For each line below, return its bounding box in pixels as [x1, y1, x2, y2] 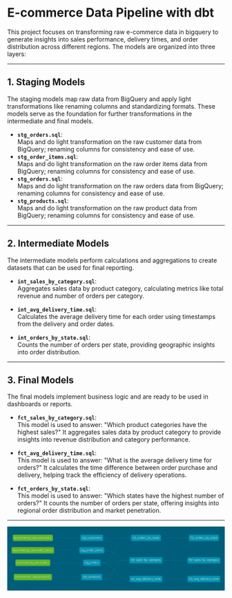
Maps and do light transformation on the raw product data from [17, 203, 197, 212]
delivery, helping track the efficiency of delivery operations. [17, 471, 187, 479]
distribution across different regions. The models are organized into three [7, 42, 215, 51]
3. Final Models [7, 374, 75, 386]
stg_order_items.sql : [17, 152, 78, 161]
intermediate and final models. [7, 116, 94, 125]
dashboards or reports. [7, 400, 73, 408]
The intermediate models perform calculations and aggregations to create [7, 256, 217, 264]
